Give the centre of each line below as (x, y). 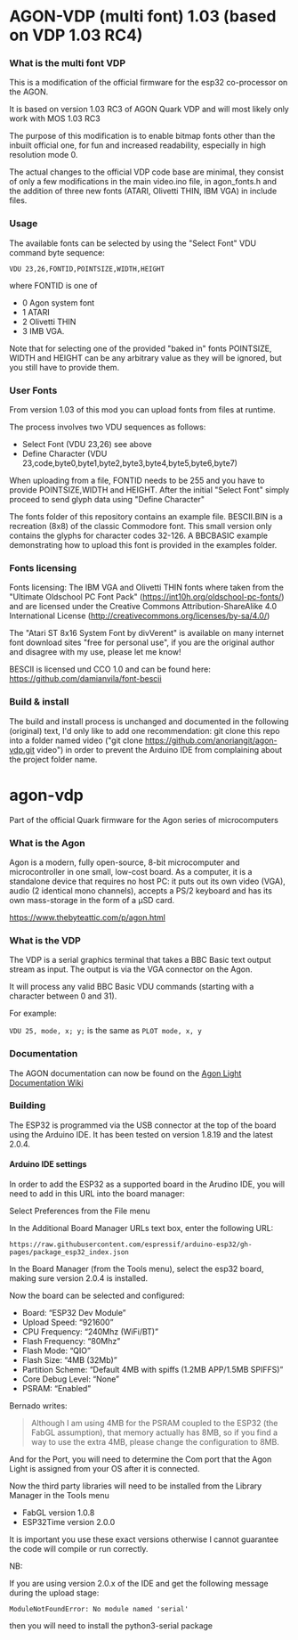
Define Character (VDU (64, 454)
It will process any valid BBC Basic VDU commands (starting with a (132, 987)
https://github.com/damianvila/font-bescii (85, 679)
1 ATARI (36, 312)
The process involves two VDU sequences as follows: (108, 427)
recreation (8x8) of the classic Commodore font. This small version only (141, 526)
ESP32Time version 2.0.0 (68, 1522)
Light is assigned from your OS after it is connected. (105, 1469)
